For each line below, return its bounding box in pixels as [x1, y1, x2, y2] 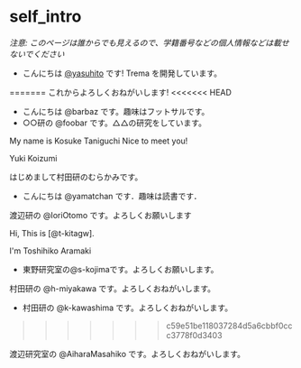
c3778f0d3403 [166, 329, 223, 340]
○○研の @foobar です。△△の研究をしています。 [22, 117, 207, 128]
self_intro [9, 6, 82, 27]
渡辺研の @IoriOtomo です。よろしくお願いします [9, 209, 192, 220]
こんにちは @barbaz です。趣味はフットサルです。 [22, 106, 210, 116]
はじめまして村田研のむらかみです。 [9, 171, 143, 182]
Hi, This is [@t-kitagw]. [9, 227, 95, 238]
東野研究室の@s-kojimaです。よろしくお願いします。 [22, 263, 219, 274]
